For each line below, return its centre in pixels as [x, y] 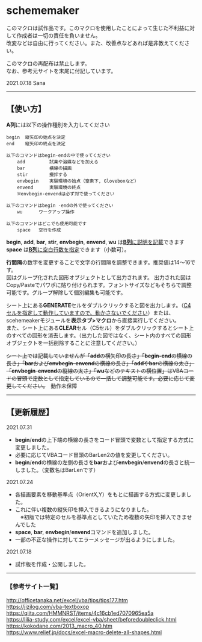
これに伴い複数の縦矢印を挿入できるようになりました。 [83, 509]
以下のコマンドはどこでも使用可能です [47, 224]
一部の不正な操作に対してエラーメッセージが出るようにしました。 [96, 540]
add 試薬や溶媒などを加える [58, 162]
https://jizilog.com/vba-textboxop [48, 606]
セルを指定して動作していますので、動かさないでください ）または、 [90, 313]
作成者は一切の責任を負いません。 [59, 35]
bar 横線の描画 [44, 168]
